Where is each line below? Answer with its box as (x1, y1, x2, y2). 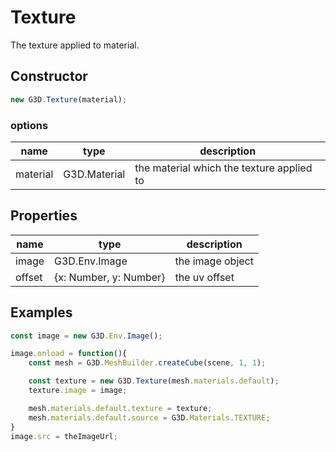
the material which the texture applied (134, 161, 313, 175)
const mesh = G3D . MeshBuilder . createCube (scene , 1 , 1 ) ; (28, 358, 267, 368)
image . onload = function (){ (10, 349, 128, 359)
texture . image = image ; (28, 386, 128, 396)
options (10, 118, 49, 132)
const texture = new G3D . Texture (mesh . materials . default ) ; (28, 376, 280, 386)
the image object (174, 254, 254, 268)
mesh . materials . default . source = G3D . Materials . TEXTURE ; (28, 412, 271, 423)
